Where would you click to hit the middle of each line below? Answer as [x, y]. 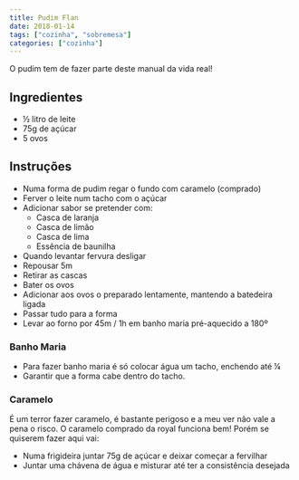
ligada [34, 303]
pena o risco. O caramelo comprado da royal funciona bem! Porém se [140, 429]
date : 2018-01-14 [42, 26]
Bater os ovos [48, 284]
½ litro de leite [49, 120]
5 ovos [35, 139]
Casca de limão [65, 226]
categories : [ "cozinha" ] [56, 43]
